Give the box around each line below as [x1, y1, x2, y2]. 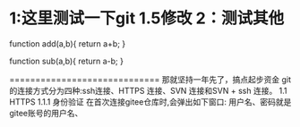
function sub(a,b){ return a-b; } [9, 55, 124, 66]
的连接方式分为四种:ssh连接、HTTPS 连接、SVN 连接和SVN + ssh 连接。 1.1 [9, 85, 288, 96]
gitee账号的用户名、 [9, 107, 83, 118]
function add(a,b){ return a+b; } [9, 38, 126, 49]
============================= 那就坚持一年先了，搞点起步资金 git [9, 73, 292, 85]
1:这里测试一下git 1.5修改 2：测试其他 [9, 8, 285, 29]
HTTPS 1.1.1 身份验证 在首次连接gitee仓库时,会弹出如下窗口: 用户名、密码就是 [9, 96, 292, 107]
